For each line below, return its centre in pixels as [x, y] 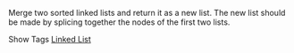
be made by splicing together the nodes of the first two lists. [119, 22]
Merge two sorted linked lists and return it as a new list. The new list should [147, 13]
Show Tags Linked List [50, 39]
